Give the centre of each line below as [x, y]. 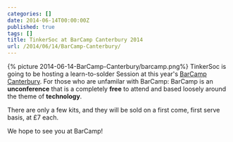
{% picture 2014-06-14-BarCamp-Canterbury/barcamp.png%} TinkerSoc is [117, 66]
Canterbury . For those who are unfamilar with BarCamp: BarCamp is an [110, 81]
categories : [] [30, 14]
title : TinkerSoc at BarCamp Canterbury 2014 [75, 40]
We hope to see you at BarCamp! [55, 131]
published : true [31, 27]
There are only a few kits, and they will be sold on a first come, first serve [114, 110]
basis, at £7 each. [33, 117]
